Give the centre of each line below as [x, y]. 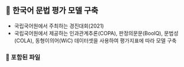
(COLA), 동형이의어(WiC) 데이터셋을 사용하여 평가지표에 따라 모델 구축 [95, 41]
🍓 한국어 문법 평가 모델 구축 [52, 11]
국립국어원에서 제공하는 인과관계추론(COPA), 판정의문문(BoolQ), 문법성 [96, 33]
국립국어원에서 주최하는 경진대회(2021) [59, 26]
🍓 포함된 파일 [23, 57]
